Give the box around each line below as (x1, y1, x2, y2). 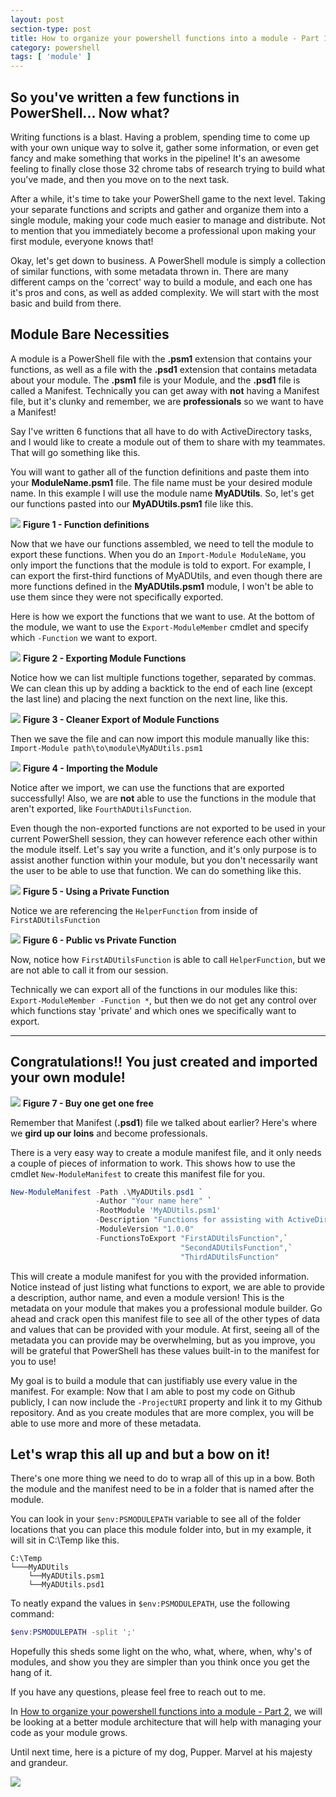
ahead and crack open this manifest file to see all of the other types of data (10, 1312, 321, 1325)
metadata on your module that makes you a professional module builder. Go (10, 1302, 323, 1314)
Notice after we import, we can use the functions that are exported (10, 781, 285, 793)
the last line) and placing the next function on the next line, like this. (10, 692, 288, 705)
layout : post (10, 14, 65, 25)
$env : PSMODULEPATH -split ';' (10, 1627, 137, 1638)
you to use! (10, 1355, 57, 1367)
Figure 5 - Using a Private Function (22, 885, 170, 897)
